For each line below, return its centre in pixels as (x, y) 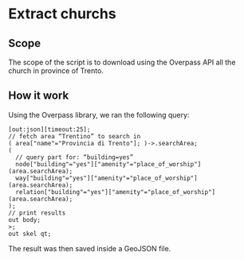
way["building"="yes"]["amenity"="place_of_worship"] (106, 178)
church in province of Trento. (56, 71)
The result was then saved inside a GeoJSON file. (90, 248)
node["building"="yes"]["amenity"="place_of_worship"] (108, 164)
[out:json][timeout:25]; (49, 129)
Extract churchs (63, 14)
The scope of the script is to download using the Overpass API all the (122, 62)
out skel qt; (30, 234)
